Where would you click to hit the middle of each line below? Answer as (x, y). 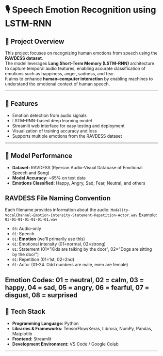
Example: (148, 215)
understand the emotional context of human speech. (57, 84)
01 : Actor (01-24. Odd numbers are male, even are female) (70, 265)
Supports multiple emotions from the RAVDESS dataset (67, 136)
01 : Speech (23, 234)
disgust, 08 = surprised (41, 295)
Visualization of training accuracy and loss (54, 131)
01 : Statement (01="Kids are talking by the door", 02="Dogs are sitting (82, 249)
